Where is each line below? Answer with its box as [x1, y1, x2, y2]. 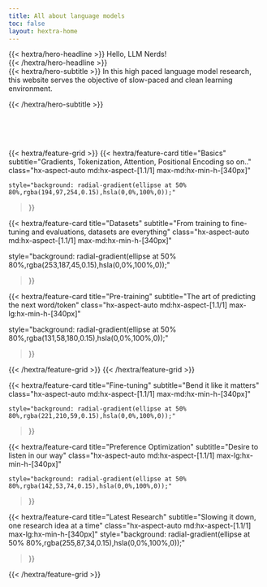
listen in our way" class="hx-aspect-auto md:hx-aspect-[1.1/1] [8, 450, 215, 460]
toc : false [8, 20, 45, 28]
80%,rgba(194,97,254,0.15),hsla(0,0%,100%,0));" [8, 189, 176, 197]
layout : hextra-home [8, 27, 79, 35]
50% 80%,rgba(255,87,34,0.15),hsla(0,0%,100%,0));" [8, 538, 185, 548]
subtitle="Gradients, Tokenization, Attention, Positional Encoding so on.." [8, 157, 252, 167]
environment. [8, 84, 53, 93]
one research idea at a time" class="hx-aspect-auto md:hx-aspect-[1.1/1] [8, 521, 252, 531]
